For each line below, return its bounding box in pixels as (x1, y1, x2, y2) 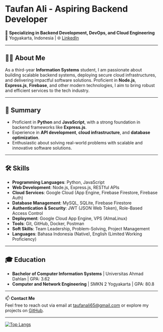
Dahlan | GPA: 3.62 (12, 276, 50, 282)
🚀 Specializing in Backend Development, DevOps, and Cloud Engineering (5, 30, 155, 35)
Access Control (12, 210, 43, 216)
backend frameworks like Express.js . (12, 124, 87, 130)
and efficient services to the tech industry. (5, 87, 90, 93)
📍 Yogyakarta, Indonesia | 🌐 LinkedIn (5, 35, 79, 41)
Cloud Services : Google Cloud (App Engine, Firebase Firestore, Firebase (12, 190, 158, 195)
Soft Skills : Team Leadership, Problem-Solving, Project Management (12, 226, 150, 232)
